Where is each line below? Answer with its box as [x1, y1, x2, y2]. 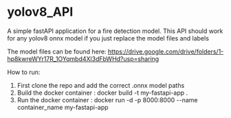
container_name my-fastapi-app [16, 103, 109, 111]
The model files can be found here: [7, 47, 107, 56]
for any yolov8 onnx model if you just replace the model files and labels [7, 34, 210, 42]
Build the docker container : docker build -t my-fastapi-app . [16, 88, 188, 97]
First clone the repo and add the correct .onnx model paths [16, 81, 185, 89]
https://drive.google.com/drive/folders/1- [107, 47, 224, 56]
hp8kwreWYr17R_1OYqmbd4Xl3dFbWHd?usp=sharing [7, 54, 159, 62]
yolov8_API [7, 4, 74, 20]
